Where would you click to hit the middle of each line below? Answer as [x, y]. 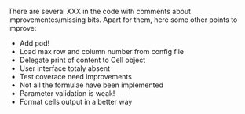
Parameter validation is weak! [67, 93]
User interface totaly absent [65, 68]
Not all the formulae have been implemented [91, 85]
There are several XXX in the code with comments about [99, 11]
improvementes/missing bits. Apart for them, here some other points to [123, 20]
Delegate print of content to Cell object [82, 60]
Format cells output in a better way [76, 102]
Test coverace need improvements [75, 77]
